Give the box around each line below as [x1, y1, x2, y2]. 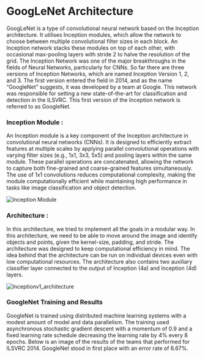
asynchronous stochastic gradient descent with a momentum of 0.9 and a [6, 325, 193, 332]
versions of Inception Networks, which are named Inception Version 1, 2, [6, 70, 190, 77]
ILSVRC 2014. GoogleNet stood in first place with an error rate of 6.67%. [6, 345, 188, 352]
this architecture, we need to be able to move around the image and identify [6, 232, 198, 239]
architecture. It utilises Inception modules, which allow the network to [6, 31, 182, 38]
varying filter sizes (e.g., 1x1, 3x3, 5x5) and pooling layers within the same [6, 151, 192, 159]
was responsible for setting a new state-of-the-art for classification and [6, 89, 187, 97]
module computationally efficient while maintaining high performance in [6, 178, 188, 185]
